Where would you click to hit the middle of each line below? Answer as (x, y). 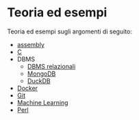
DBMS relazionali (51, 66)
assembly (30, 44)
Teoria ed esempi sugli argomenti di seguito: (69, 31)
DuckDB (39, 80)
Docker (27, 88)
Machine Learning (42, 102)
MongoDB (41, 74)
